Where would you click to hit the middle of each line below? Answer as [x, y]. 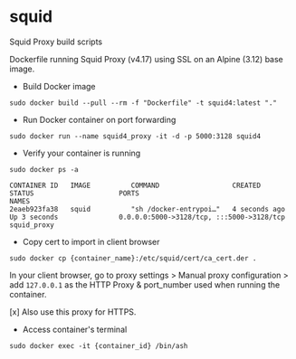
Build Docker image [59, 86]
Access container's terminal [75, 329]
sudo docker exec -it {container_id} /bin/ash [99, 345]
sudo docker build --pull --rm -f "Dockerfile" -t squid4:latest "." [143, 103]
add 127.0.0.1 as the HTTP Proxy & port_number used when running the [145, 284]
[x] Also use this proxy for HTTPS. [73, 312]
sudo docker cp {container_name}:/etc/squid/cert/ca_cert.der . [133, 258]
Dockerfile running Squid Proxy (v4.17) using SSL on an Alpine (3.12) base [146, 59]
